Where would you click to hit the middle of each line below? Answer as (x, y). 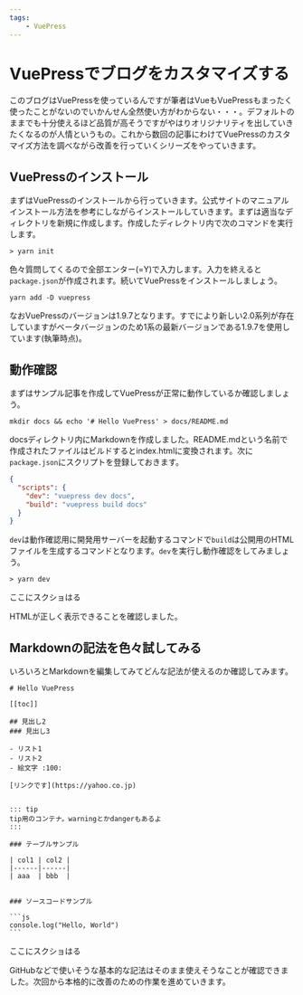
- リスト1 (26, 749)
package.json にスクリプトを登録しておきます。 (96, 462)
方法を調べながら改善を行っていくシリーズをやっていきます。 (147, 146)
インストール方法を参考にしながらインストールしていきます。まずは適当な (147, 212)
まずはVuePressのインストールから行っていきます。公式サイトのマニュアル (149, 201)
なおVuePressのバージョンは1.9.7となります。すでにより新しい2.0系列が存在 (152, 316)
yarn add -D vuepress (50, 298)
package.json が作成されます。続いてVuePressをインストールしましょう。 (146, 280)
